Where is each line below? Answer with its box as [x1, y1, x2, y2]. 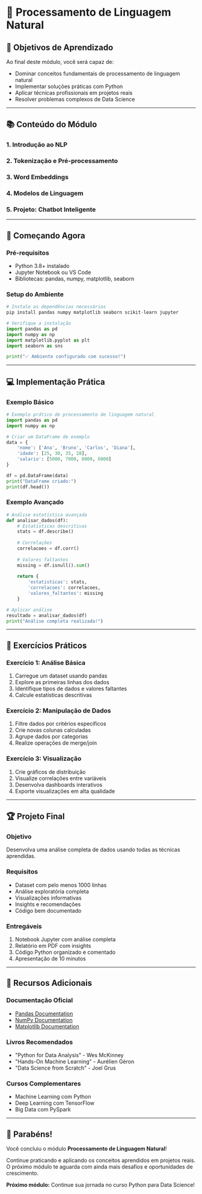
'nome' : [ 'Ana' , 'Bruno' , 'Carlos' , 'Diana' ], [17, 445, 136, 451]
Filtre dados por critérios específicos [14, 720, 106, 728]
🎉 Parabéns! [6, 1129, 53, 1139]
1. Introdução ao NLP [6, 141, 68, 149]
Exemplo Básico [6, 398, 54, 406]
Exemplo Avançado [6, 498, 64, 506]
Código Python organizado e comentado [14, 948, 116, 956]
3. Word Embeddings [6, 173, 69, 182]
